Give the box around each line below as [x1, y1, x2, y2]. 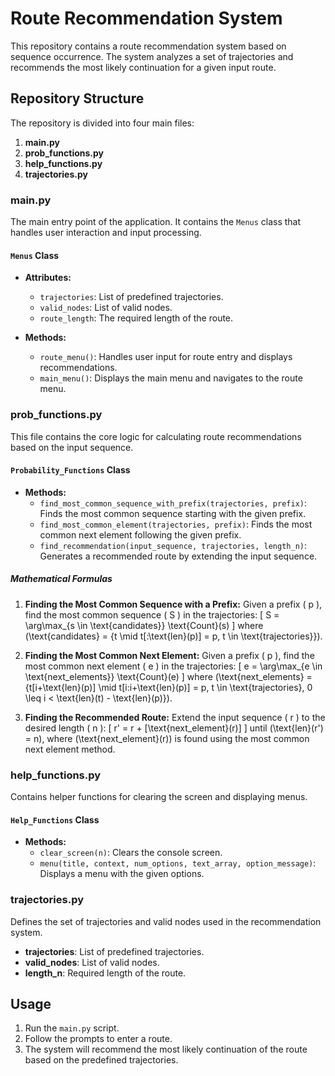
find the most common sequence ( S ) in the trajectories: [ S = [24, 608, 280, 621]
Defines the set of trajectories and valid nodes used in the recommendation [10, 915, 322, 927]
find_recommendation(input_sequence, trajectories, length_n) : [39, 539, 308, 551]
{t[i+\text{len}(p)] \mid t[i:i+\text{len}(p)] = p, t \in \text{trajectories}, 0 [24, 681, 313, 693]
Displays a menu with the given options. [39, 868, 205, 880]
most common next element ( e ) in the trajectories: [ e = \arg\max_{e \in [24, 660, 323, 672]
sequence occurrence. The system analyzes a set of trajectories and [10, 50, 294, 62]
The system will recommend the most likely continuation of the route [24, 1043, 308, 1056]
